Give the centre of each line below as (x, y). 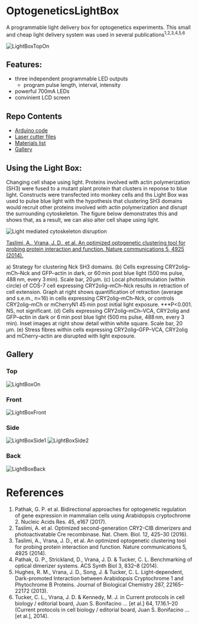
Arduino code (31, 131)
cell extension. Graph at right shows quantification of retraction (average (95, 292)
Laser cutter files (35, 137)
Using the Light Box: (44, 168)
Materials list (30, 143)
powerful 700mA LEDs (42, 91)
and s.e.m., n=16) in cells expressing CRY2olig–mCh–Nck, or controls (90, 298)
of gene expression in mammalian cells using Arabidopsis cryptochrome (103, 515)
